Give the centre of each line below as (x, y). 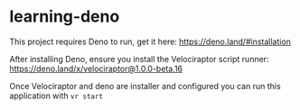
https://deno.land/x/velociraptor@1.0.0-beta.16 (96, 69)
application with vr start (56, 96)
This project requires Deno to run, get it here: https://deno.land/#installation (150, 41)
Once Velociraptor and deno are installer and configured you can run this (145, 86)
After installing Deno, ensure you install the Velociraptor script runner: (139, 59)
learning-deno (65, 17)
